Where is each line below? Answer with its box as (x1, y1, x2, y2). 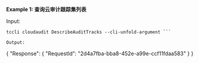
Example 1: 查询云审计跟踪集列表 (6, 6, 87, 12)
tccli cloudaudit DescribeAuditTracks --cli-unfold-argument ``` (6, 29, 171, 35)
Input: (6, 18, 21, 24)
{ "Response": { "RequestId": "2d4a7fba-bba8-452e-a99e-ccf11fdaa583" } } (6, 50, 194, 57)
